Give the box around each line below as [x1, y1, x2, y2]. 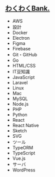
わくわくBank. [5, 4, 50, 13]
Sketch [12, 127, 27, 134]
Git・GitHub [12, 51, 37, 57]
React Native [12, 122, 39, 128]
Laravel [12, 79, 28, 85]
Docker [12, 29, 28, 36]
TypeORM [12, 144, 33, 150]
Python [12, 112, 27, 118]
